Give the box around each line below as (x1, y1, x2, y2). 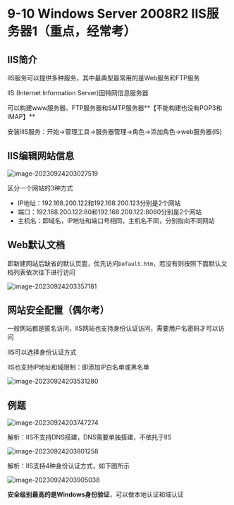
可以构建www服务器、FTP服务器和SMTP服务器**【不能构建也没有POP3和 (7, 104, 223, 112)
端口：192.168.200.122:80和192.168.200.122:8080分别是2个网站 (17, 207, 202, 216)
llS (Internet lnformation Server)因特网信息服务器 (7, 89, 149, 97)
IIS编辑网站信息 (7, 150, 75, 162)
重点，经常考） (49, 23, 137, 39)
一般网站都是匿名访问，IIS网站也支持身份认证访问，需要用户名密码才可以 (7, 324, 218, 333)
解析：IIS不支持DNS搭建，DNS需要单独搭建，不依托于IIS (7, 433, 172, 442)
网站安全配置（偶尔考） (7, 304, 109, 317)
